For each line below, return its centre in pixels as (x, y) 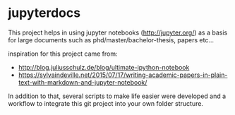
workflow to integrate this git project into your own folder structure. (106, 103)
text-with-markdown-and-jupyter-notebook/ (83, 82)
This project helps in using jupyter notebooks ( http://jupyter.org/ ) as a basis (118, 32)
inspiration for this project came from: (63, 54)
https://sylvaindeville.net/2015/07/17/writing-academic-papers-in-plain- (123, 75)
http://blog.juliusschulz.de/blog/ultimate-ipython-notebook (104, 67)
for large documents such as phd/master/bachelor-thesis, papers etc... (111, 40)
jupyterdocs (44, 13)
